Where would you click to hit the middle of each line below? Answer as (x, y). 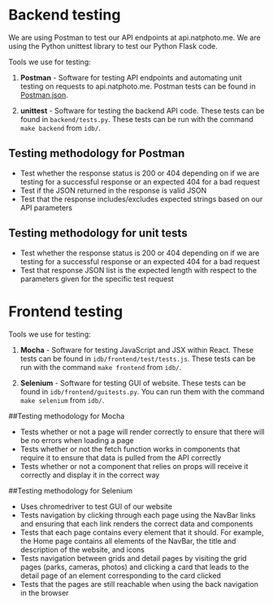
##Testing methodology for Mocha (67, 415)
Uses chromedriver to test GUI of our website (96, 506)
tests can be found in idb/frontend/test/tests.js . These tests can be (138, 358)
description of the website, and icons (82, 550)
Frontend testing (66, 311)
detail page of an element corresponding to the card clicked (121, 576)
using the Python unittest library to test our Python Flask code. (113, 46)
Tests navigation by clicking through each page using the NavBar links (138, 515)
